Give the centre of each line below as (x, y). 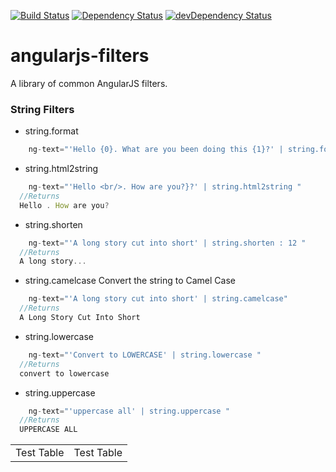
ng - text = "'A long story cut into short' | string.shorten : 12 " (167, 243)
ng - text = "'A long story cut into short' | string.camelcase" (158, 299)
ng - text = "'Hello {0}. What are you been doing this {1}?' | (156, 150)
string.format (51, 131)
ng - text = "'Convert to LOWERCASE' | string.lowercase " (145, 355)
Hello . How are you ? (64, 205)
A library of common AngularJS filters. (89, 83)
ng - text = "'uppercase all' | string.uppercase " (129, 411)
